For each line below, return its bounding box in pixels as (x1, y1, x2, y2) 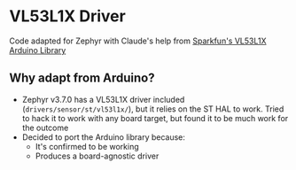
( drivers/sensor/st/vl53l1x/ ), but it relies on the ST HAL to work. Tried (21, 104, 284, 114)
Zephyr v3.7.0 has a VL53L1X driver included (21, 94, 185, 104)
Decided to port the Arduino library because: (21, 131, 186, 143)
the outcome (21, 122, 69, 133)
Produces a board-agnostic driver (35, 151, 160, 161)
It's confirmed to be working (35, 141, 139, 151)
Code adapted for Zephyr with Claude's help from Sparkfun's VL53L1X (9, 35, 267, 46)
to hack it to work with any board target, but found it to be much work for (21, 112, 289, 123)
